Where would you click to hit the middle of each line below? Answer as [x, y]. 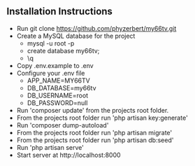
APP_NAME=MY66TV [58, 81]
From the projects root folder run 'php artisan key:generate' [102, 118]
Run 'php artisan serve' [50, 147]
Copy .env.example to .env [55, 65]
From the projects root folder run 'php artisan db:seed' [95, 140]
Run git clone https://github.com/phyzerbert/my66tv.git [96, 28]
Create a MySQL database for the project [76, 36]
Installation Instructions [60, 12]
